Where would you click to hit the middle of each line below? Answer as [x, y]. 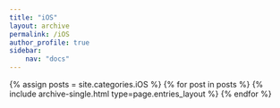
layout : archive [39, 26]
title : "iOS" [34, 17]
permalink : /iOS [39, 34]
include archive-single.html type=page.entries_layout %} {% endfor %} [140, 94]
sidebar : [25, 51]
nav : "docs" [47, 59]
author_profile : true [50, 42]
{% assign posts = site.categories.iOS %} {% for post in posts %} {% [136, 84]
